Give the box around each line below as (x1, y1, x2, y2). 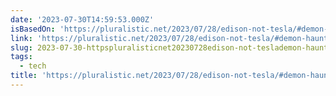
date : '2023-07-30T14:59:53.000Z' (10, 14, 155, 25)
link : (10, 33, 33, 43)
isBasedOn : (10, 24, 56, 34)
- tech (19, 61, 47, 71)
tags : (10, 52, 33, 62)
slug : (10, 42, 33, 53)
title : (10, 71, 38, 81)
